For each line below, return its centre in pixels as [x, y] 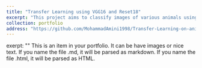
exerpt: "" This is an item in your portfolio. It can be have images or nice [95, 46]
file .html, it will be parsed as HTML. [50, 58]
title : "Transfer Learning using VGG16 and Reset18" [74, 12]
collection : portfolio [35, 23]
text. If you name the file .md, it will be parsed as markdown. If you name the [101, 52]
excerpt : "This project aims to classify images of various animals [94, 17]
